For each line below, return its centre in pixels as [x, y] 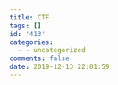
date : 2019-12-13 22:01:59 [59, 67]
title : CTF [29, 17]
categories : [31, 42]
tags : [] [25, 26]
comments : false [39, 58]
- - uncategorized [52, 50]
